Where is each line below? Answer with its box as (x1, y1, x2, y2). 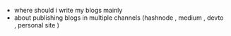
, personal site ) (13, 21, 60, 29)
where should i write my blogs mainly (13, 6, 123, 14)
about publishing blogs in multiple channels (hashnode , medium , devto (13, 13, 224, 22)
